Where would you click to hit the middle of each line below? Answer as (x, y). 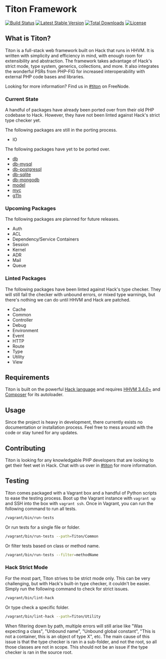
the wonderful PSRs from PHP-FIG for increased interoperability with (75, 71)
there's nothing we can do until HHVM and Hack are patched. (68, 300)
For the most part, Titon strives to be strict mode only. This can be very (78, 578)
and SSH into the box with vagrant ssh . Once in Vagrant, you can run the (79, 503)
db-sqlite (22, 175)
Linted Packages (26, 278)
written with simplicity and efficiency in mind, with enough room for (74, 55)
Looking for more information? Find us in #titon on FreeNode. (67, 86)
